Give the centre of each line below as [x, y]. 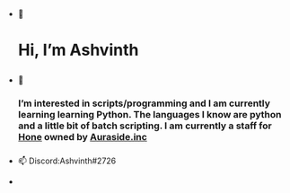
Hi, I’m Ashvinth [78, 50]
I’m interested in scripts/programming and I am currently [144, 103]
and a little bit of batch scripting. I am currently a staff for [145, 126]
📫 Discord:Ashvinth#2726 [67, 161]
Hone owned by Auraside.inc [83, 137]
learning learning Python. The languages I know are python [149, 115]
